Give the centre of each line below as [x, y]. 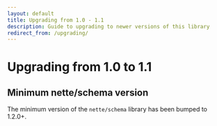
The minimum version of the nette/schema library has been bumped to [107, 109]
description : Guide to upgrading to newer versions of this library [108, 26]
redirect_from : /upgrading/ [48, 33]
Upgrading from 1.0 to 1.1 [80, 67]
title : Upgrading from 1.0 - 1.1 [56, 20]
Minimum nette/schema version [78, 92]
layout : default [31, 13]
